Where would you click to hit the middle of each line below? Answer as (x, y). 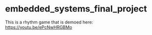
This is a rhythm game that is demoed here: (49, 22)
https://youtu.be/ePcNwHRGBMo (39, 27)
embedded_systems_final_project (76, 9)
